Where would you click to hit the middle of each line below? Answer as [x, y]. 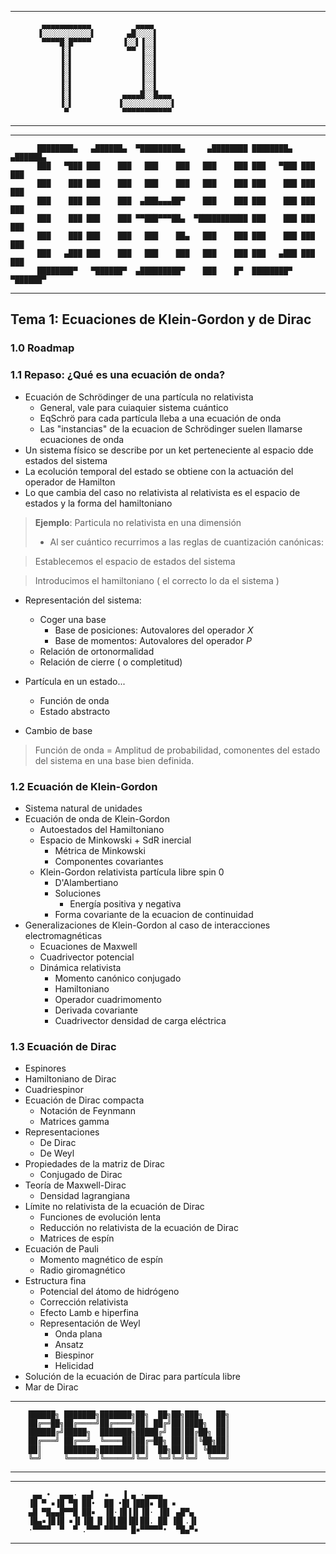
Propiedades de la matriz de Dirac [95, 1164]
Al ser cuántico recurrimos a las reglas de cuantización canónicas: [186, 542]
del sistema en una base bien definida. [114, 760]
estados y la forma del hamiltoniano [98, 503]
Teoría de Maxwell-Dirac [75, 1185]
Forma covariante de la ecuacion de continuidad [154, 914]
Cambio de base [58, 730]
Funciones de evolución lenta [100, 1217]
